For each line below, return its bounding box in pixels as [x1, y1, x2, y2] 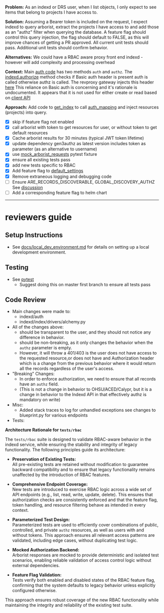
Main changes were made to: [12, 309, 71, 315]
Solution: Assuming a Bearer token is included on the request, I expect [5, 19, 147, 24]
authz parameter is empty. [19, 345, 72, 351]
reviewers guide [5, 211, 72, 223]
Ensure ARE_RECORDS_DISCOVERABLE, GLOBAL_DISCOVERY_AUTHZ [12, 179, 155, 185]
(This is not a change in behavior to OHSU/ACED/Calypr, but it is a [19, 386, 152, 392]
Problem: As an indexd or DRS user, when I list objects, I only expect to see [5, 4, 157, 10]
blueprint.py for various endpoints [19, 412, 88, 418]
